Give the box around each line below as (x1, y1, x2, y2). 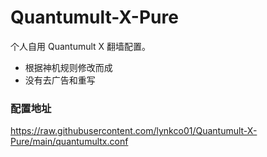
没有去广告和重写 (24, 74, 96, 86)
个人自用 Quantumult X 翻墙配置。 (10, 40, 152, 52)
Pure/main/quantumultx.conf (10, 136, 129, 148)
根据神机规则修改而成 (24, 61, 113, 73)
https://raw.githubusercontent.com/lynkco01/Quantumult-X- (10, 125, 258, 137)
